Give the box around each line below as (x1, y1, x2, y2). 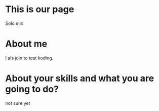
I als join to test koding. (5, 55, 54, 61)
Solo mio (5, 20, 24, 26)
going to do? (5, 84, 59, 95)
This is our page (5, 4, 74, 15)
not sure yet (5, 100, 30, 106)
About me (5, 38, 48, 50)
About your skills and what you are (5, 72, 154, 84)
